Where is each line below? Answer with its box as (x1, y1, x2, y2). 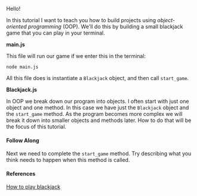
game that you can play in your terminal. (6, 29, 106, 36)
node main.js (6, 64, 39, 70)
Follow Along (6, 137, 39, 144)
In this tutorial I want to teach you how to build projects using (6, 17, 156, 23)
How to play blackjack (6, 183, 61, 191)
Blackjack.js (6, 86, 38, 93)
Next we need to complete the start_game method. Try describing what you (6, 150, 192, 157)
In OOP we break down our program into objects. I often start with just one (6, 98, 189, 105)
